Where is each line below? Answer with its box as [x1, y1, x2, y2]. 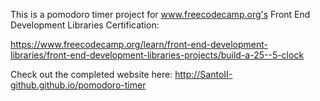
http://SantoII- [174, 69, 233, 80]
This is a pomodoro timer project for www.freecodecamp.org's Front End [10, 9, 311, 20]
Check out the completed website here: [10, 69, 173, 80]
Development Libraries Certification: [10, 19, 160, 31]
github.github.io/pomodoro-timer [10, 79, 147, 91]
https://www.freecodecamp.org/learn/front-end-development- [10, 39, 268, 50]
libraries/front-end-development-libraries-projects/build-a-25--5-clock [10, 49, 305, 61]
